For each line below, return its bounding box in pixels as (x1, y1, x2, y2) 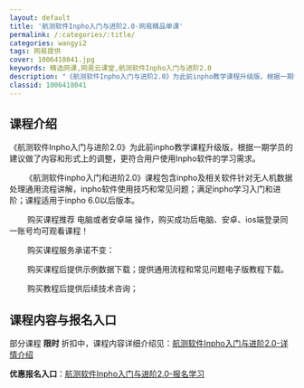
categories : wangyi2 (9, 38, 88, 48)
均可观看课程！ (33, 225, 89, 236)
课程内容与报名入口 (9, 312, 117, 327)
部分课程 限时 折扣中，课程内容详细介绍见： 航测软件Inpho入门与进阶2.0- (9, 338, 280, 349)
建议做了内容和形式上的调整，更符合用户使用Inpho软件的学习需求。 (9, 153, 261, 164)
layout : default (9, 13, 71, 23)
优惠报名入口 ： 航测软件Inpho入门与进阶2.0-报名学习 (9, 368, 205, 380)
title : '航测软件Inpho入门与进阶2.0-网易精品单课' (9, 22, 184, 31)
